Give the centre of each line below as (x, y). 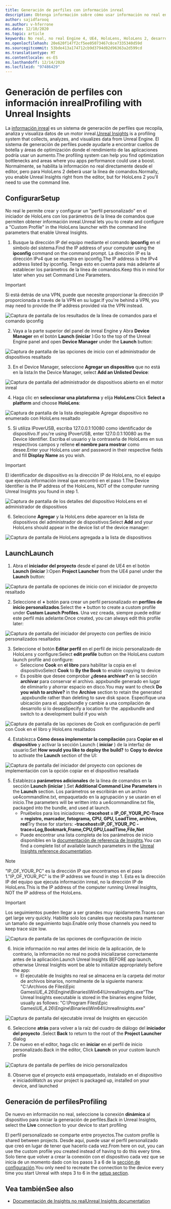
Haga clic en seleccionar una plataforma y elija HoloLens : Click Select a (89, 397)
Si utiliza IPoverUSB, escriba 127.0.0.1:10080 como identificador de (82, 428)
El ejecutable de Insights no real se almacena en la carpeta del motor (93, 976)
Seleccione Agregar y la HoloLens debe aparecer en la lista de (78, 516)
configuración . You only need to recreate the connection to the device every (84, 1167)
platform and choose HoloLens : (46, 403)
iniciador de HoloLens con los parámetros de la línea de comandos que (80, 216)
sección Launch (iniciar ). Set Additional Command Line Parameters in (87, 786)
